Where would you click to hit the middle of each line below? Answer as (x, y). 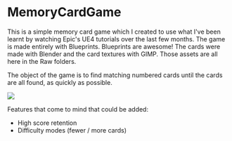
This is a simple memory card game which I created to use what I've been (114, 32)
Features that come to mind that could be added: (78, 109)
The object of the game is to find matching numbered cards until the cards (115, 75)
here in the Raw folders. (42, 61)
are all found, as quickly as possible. (60, 82)
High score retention (47, 123)
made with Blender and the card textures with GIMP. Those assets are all (112, 54)
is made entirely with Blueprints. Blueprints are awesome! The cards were (114, 46)
